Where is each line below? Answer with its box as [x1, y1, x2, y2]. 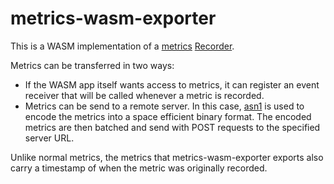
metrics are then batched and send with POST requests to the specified [24, 121, 321, 133]
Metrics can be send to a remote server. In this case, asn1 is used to [24, 100, 305, 112]
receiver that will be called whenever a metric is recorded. [24, 89, 265, 101]
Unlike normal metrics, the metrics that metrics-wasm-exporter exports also [10, 151, 324, 163]
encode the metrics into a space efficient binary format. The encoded [24, 110, 312, 122]
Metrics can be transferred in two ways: [10, 59, 175, 71]
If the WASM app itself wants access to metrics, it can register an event [24, 78, 320, 91]
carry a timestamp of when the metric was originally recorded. [10, 162, 268, 174]
